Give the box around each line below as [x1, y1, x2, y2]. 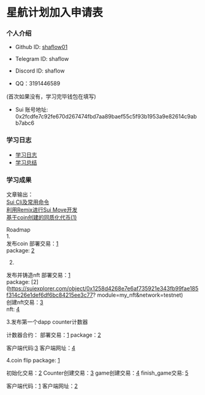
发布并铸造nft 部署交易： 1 [6, 272, 71, 279]
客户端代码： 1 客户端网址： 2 [6, 382, 78, 390]
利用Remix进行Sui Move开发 [6, 206, 78, 214]
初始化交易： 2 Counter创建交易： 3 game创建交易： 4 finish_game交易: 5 [6, 369, 188, 377]
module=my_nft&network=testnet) [97, 291, 184, 299]
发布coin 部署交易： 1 [6, 240, 59, 248]
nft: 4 [6, 305, 20, 313]
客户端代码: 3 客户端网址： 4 [6, 345, 75, 352]
